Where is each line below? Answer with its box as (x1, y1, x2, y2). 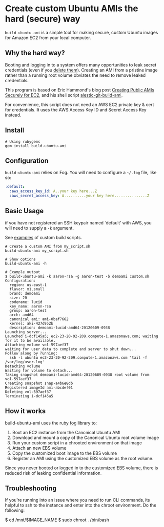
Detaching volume (5, 364, 41, 369)
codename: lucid (9, 299, 42, 305)
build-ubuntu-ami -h (5, 261, 47, 266)
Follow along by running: (5, 351, 58, 356)
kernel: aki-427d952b (9, 321, 54, 326)
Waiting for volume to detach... (5, 368, 73, 373)
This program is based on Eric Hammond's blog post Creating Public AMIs (5, 87, 155, 93)
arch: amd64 (9, 312, 34, 317)
